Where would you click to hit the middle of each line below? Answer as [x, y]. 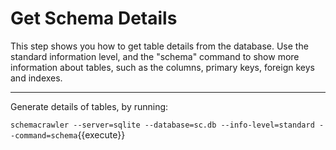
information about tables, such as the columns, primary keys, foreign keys [162, 67]
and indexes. [36, 78]
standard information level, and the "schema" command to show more [155, 56]
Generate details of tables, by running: [89, 106]
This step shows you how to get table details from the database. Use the [159, 46]
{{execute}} [101, 134]
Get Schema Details [94, 18]
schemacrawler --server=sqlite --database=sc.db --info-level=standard [162, 125]
